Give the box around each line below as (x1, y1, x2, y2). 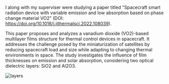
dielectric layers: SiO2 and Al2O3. (5, 63, 77, 69)
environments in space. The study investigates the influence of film (5, 52, 147, 58)
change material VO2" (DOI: (5, 15, 64, 21)
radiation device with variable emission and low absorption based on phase (5, 10, 164, 16)
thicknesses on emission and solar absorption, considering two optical (5, 58, 154, 63)
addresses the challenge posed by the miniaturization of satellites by (5, 41, 150, 47)
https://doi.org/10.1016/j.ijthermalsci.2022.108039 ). (5, 20, 112, 26)
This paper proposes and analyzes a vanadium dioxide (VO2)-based (5, 31, 149, 36)
